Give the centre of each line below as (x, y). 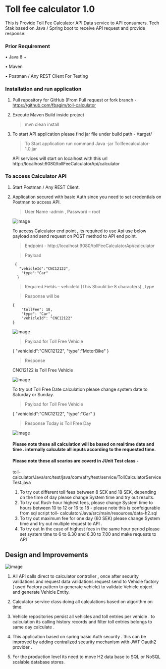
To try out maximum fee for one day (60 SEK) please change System (90, 518)
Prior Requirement (28, 46)
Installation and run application (43, 89)
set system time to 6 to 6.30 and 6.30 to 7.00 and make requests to (88, 534)
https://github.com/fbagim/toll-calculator (54, 105)
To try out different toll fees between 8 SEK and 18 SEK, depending (88, 492)
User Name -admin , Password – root (62, 211)
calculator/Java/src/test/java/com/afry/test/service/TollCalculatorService (87, 477)
